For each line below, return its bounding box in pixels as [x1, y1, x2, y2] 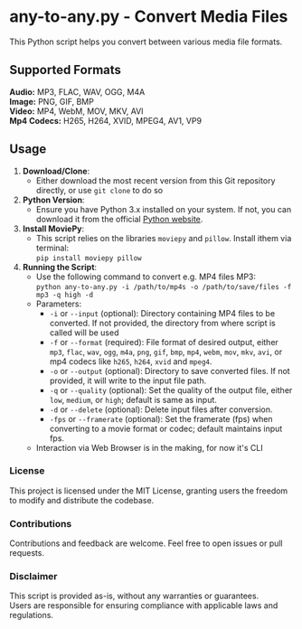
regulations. [9, 610, 54, 621]
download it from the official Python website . [35, 213, 203, 224]
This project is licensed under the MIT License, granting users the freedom [9, 485, 288, 496]
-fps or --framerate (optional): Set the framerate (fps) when [49, 413, 273, 424]
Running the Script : [22, 261, 98, 272]
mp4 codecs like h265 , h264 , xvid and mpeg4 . [49, 355, 212, 367]
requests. [9, 548, 45, 559]
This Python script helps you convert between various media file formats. [9, 36, 283, 47]
